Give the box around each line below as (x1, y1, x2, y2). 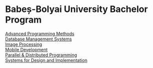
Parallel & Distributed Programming (5, 51, 77, 58)
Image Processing (5, 41, 42, 47)
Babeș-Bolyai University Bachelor (5, 3, 148, 15)
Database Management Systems (5, 36, 72, 42)
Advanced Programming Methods (5, 30, 75, 36)
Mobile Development (5, 46, 48, 52)
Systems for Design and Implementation (5, 57, 88, 63)
